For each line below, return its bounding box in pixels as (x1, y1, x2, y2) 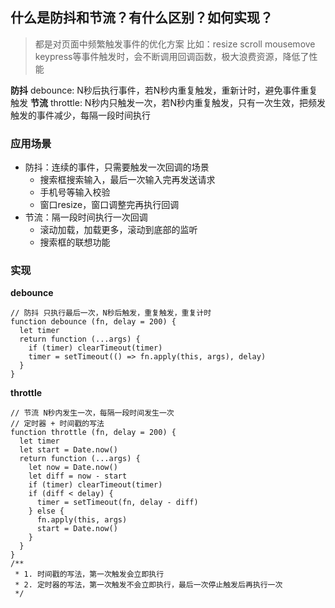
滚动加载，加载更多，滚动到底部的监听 (39, 224, 198, 236)
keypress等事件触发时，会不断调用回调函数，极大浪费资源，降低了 (34, 50, 310, 62)
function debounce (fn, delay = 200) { (10, 317, 177, 327)
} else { (28, 506, 65, 517)
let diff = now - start (28, 471, 128, 482)
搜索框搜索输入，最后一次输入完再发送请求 (39, 174, 216, 186)
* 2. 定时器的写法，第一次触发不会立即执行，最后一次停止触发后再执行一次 (14, 580, 283, 590)
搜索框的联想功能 (39, 236, 111, 248)
